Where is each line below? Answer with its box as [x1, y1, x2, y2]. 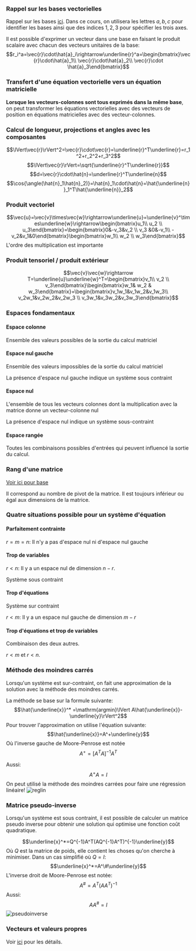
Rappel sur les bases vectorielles [6, 5, 102, 13]
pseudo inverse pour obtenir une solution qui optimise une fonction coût [6, 821, 180, 828]
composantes [6, 133, 46, 141]
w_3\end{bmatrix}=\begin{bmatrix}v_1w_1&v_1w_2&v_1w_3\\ [28, 288, 169, 295]
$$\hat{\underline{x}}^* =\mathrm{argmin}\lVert [13, 706, 130, 713]
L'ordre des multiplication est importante [6, 242, 104, 249]
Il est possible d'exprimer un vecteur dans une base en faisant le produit [6, 36, 180, 43]
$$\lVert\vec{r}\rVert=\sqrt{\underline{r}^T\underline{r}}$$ [27, 161, 170, 168]
